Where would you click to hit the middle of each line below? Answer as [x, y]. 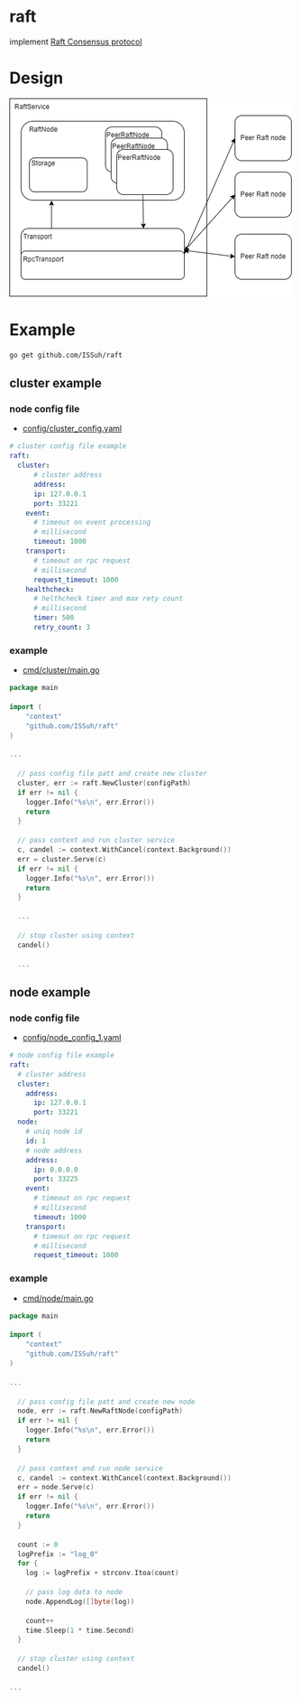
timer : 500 [54, 618]
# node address [54, 1150]
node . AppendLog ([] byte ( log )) [80, 1601]
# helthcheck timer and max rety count [108, 599]
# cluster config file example [68, 446]
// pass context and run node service [91, 1468]
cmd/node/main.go [58, 1298]
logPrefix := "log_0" [58, 1554]
